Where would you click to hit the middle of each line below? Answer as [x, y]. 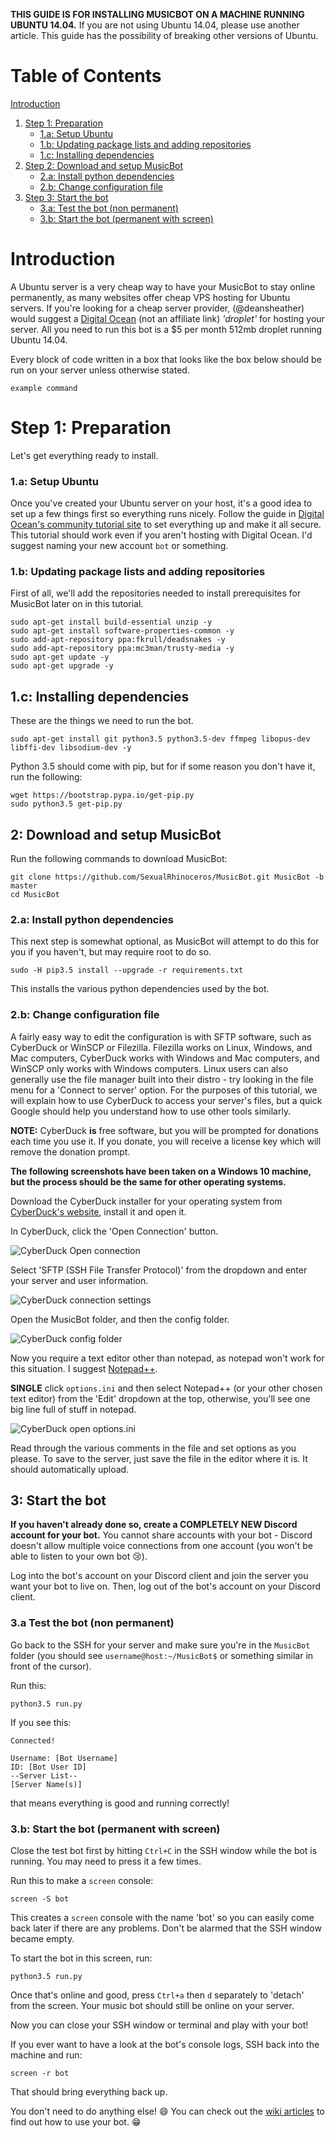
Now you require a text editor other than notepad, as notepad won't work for [167, 1358]
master [24, 886]
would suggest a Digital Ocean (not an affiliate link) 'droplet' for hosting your [167, 318]
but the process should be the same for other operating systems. [148, 1181]
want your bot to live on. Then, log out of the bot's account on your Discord [166, 1586]
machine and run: [46, 2055]
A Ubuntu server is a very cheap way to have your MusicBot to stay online [163, 286]
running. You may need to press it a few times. [106, 1861]
